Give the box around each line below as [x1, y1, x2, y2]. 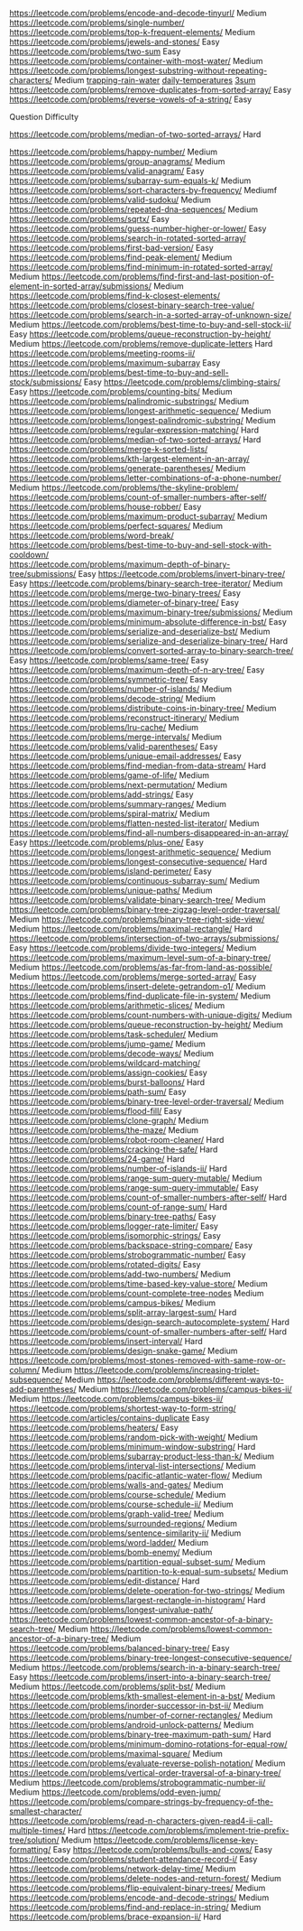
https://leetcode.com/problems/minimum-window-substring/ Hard [9, 1442, 256, 1452]
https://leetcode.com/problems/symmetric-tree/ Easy [9, 674, 208, 684]
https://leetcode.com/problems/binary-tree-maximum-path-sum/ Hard [9, 1729, 272, 1740]
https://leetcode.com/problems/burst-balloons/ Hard [9, 1077, 206, 1087]
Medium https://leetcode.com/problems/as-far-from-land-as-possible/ [9, 961, 273, 972]
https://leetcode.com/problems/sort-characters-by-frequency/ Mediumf [9, 185, 278, 195]
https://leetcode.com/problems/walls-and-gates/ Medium [9, 1480, 224, 1490]
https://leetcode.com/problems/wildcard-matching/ [9, 1058, 201, 1068]
